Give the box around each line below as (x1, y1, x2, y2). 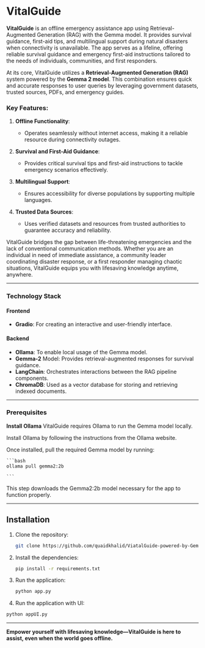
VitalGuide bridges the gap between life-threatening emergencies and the (6, 239, 192, 246)
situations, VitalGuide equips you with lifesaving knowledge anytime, (6, 264, 179, 272)
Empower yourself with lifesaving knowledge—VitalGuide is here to (6, 628, 181, 636)
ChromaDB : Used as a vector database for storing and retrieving (15, 381, 178, 388)
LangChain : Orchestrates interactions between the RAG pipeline (15, 368, 177, 375)
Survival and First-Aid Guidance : (15, 148, 100, 155)
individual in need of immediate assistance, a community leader (6, 251, 167, 259)
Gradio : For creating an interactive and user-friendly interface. (15, 321, 173, 328)
